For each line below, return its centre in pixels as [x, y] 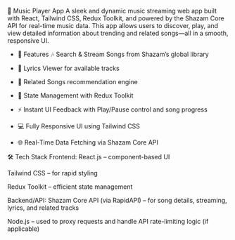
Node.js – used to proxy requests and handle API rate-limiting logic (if [108, 221]
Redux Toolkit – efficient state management [70, 187]
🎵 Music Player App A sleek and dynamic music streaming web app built [112, 11]
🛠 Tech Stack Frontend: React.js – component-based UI [89, 157]
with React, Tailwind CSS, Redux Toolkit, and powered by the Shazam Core [116, 18]
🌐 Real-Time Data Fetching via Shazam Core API [88, 142]
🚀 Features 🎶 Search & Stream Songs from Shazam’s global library [113, 54]
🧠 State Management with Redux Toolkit [75, 95]
